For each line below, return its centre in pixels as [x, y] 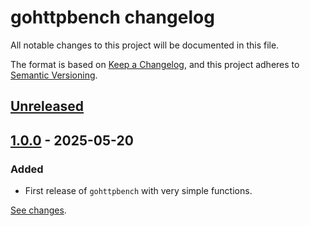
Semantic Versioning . [54, 75]
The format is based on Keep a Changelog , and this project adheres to [155, 64]
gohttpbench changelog [112, 17]
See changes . [38, 210]
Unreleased [47, 106]
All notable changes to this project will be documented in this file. [145, 45]
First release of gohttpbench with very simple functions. [138, 191]
